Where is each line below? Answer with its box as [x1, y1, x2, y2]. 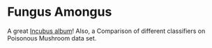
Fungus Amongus [7, 4, 112, 20]
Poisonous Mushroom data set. [7, 34, 97, 42]
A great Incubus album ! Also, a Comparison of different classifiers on [7, 27, 206, 35]
